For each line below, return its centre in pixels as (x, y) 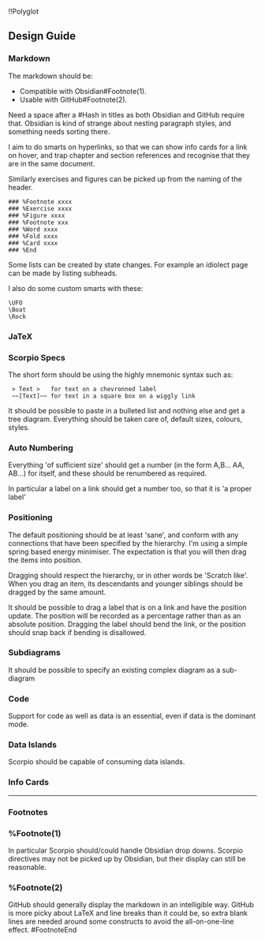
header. (21, 187)
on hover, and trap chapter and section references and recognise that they (129, 155)
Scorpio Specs (37, 357)
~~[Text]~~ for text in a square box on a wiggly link (103, 396)
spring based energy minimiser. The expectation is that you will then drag (127, 551)
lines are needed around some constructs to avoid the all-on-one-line (121, 921)
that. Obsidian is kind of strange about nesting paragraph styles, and (119, 123)
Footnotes (28, 812)
